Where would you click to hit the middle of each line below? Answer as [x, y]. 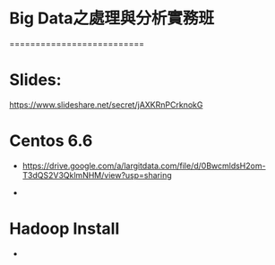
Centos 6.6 [51, 141]
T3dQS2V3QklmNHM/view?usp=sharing [97, 175]
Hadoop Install [64, 228]
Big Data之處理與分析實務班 [112, 18]
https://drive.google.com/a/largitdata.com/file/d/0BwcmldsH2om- [144, 166]
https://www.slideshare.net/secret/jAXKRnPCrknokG [106, 105]
